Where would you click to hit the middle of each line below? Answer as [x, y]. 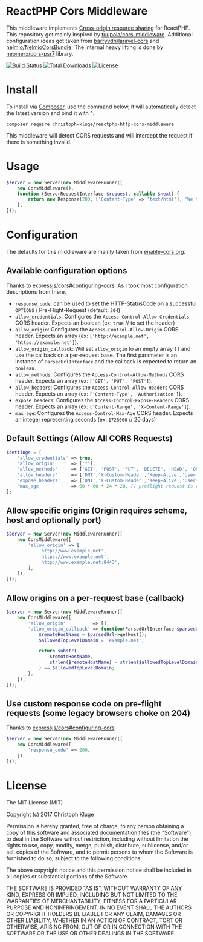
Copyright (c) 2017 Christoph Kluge [50, 814]
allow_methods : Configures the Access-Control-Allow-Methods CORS [99, 374]
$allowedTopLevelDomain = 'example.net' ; [92, 640]
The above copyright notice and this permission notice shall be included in [99, 870]
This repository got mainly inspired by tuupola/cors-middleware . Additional [100, 34]
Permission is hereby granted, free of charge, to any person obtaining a [95, 826]
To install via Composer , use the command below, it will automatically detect [101, 107]
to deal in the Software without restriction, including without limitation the [97, 839]
